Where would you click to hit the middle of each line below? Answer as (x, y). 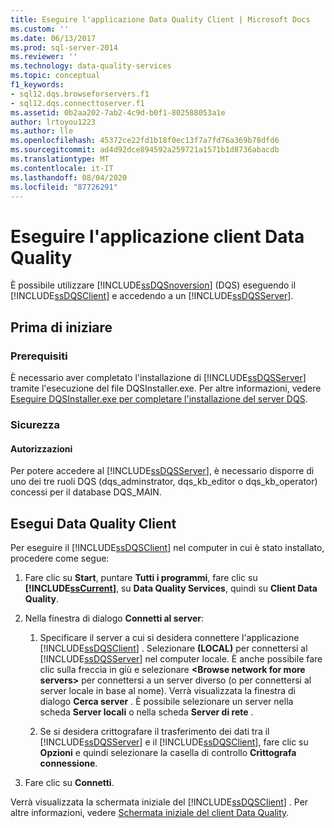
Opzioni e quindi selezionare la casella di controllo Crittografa (168, 752)
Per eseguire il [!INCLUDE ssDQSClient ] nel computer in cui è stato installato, (167, 547)
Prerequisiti (39, 356)
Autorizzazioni (41, 448)
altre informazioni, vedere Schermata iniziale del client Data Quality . (150, 812)
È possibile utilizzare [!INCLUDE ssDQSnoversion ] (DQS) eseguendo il (153, 285)
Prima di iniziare (61, 327)
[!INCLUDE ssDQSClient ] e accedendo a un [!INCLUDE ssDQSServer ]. (152, 296)
